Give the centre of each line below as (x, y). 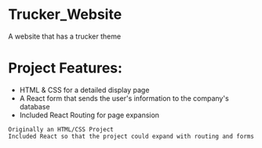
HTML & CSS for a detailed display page (84, 90)
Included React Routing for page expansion (89, 115)
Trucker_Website (65, 15)
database (35, 106)
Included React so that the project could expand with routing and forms (131, 136)
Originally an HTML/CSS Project (61, 129)
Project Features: (65, 68)
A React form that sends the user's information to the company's (124, 98)
